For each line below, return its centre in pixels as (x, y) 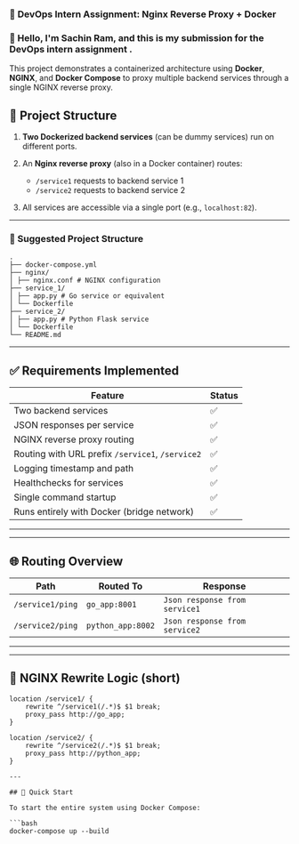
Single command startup (65, 497)
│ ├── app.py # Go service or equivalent (87, 296)
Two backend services (61, 411)
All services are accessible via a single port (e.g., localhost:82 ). (139, 207)
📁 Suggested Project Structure (77, 238)
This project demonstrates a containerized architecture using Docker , (137, 68)
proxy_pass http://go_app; (75, 714)
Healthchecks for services (69, 483)
